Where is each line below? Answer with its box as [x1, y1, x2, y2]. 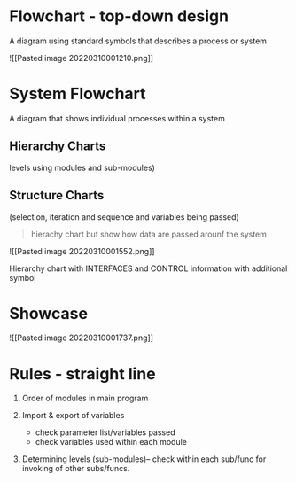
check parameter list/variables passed [35, 427, 175, 438]
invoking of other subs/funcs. [21, 463, 130, 474]
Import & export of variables [21, 410, 125, 421]
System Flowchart [9, 84, 146, 104]
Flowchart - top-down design [9, 6, 229, 27]
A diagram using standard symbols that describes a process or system [9, 35, 268, 46]
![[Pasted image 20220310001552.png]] [9, 245, 155, 256]
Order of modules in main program [21, 393, 149, 404]
